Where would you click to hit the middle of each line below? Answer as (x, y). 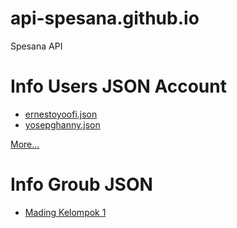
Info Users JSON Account (118, 86)
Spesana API (36, 46)
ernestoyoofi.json (61, 114)
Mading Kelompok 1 (65, 212)
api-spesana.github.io (105, 18)
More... (25, 144)
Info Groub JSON (81, 184)
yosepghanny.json (62, 124)
